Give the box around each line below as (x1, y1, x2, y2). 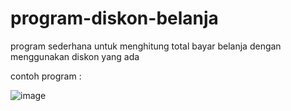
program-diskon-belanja (10, 7, 219, 30)
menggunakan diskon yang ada (10, 50, 140, 62)
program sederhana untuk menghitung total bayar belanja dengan (10, 40, 282, 52)
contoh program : (10, 70, 82, 82)
